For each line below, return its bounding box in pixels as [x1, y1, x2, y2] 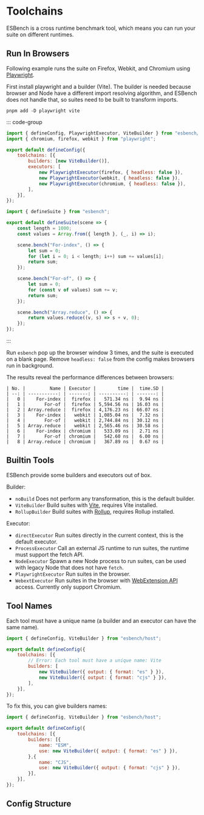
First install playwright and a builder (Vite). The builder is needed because [6, 83, 191, 90]
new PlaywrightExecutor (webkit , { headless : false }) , [38, 175, 181, 181]
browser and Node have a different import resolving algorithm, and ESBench [6, 89, 197, 97]
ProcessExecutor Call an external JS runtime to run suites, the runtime [15, 544, 189, 551]
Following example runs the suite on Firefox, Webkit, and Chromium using [6, 65, 191, 72]
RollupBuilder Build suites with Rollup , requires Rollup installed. [15, 508, 175, 515]
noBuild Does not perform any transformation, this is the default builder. [15, 495, 195, 502]
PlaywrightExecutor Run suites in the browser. [15, 570, 131, 578]
